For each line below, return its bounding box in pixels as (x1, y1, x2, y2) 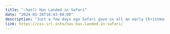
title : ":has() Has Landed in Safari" (5, 7, 87, 12)
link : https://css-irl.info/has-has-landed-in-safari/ (5, 21, 123, 26)
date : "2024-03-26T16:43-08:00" (5, 12, 73, 17)
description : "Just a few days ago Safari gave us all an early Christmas (5, 16, 166, 21)
